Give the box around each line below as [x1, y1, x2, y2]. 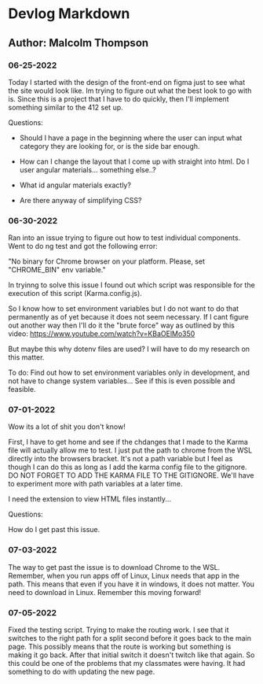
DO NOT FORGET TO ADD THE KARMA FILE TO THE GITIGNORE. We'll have [8, 471, 254, 480]
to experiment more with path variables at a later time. [8, 479, 183, 489]
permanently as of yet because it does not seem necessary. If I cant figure [8, 312, 249, 322]
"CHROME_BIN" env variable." [8, 265, 106, 275]
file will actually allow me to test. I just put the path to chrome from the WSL [8, 446, 253, 455]
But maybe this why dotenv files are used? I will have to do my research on [8, 344, 250, 354]
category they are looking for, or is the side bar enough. [19, 141, 200, 150]
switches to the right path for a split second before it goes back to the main [8, 634, 252, 643]
